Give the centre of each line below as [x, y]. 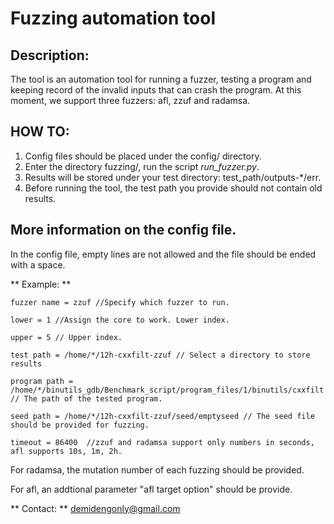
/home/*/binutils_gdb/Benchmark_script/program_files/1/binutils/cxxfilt [167, 390]
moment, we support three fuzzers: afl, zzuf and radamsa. [130, 100]
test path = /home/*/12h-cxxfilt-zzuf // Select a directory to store [160, 355]
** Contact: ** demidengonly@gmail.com [95, 508]
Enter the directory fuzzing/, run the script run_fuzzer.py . [142, 166]
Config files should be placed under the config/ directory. [143, 156]
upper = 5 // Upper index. [66, 337]
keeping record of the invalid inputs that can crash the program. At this [156, 90]
